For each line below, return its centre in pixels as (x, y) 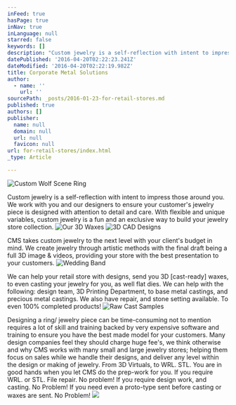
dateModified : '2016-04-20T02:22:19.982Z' (70, 66)
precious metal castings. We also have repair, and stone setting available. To (118, 298)
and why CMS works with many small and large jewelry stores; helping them (118, 350)
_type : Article (29, 158)
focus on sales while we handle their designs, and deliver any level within (113, 357)
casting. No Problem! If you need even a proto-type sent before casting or (114, 387)
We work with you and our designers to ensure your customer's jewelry (111, 204)
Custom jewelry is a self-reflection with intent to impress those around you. (116, 197)
